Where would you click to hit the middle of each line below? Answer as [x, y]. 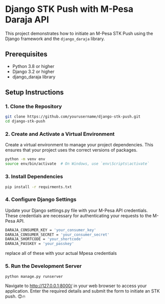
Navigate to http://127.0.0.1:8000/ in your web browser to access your [76, 286]
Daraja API [27, 20]
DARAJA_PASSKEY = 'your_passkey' [40, 244]
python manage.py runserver [34, 276]
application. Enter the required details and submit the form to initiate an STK [82, 291]
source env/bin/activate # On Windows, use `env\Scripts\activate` [77, 164]
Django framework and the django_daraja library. [55, 39]
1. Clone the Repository [33, 107]
